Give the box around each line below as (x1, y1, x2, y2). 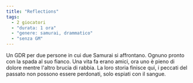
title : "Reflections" (6, 8, 59, 15)
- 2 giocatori (11, 19, 46, 25)
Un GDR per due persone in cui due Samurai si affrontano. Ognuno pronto (6, 52, 185, 58)
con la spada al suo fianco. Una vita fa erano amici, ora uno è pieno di (6, 58, 175, 65)
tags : (6, 14, 19, 20)
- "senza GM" (11, 36, 43, 41)
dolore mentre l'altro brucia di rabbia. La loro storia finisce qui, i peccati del (6, 64, 188, 71)
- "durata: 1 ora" (11, 25, 57, 31)
